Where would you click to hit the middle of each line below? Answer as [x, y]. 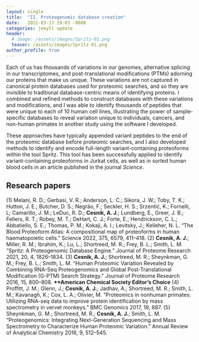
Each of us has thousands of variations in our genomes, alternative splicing [98, 67]
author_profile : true [33, 50]
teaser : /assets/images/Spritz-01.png [60, 45]
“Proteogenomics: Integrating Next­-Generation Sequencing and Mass [91, 320]
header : [16, 34]
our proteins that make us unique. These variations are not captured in [92, 80]
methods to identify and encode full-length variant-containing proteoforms [97, 148]
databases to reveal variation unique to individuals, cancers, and [106, 118]
